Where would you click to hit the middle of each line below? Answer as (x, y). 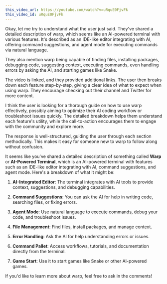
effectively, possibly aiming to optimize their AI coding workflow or (74, 111)
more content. (19, 96)
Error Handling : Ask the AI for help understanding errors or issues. (81, 236)
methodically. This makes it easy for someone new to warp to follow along (81, 141)
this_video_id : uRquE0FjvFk (34, 14)
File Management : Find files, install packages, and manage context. (82, 227)
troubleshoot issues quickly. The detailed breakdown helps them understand (84, 116)
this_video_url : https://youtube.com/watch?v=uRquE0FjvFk (67, 10)
